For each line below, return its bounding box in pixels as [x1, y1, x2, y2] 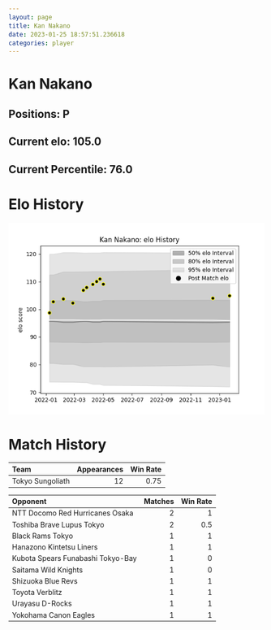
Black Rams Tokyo [11, 531, 74, 541]
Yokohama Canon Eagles [11, 610, 96, 619]
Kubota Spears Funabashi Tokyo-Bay [11, 554, 137, 563]
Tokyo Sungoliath [11, 476, 71, 486]
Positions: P [8, 106, 71, 121]
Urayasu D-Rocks [11, 598, 72, 609]
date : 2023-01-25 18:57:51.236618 [8, 30, 126, 38]
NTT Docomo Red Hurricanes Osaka [11, 508, 134, 518]
